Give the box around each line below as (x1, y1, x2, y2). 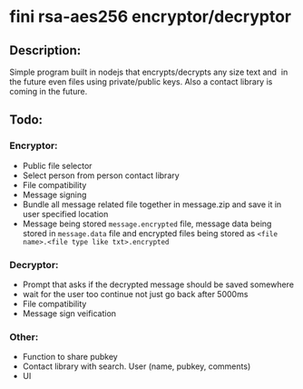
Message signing (22, 189, 87, 200)
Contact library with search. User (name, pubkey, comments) (22, 361, 251, 372)
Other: (9, 330, 39, 343)
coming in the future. (9, 86, 88, 96)
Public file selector (22, 160, 93, 171)
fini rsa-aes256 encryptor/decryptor (9, 6, 292, 27)
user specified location (22, 208, 109, 219)
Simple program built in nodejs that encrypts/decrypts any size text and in (9, 66, 288, 77)
